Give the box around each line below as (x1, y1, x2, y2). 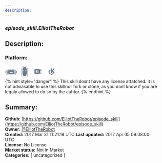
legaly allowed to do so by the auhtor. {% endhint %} (5, 89, 111, 95)
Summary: (5, 103, 38, 111)
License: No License (5, 142, 47, 148)
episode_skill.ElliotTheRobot (5, 24, 74, 31)
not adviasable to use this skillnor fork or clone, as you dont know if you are (5, 83, 157, 90)
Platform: (5, 54, 28, 61)
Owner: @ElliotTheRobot (5, 126, 55, 132)
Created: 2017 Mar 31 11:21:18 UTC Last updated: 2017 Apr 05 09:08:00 (5, 132, 150, 138)
